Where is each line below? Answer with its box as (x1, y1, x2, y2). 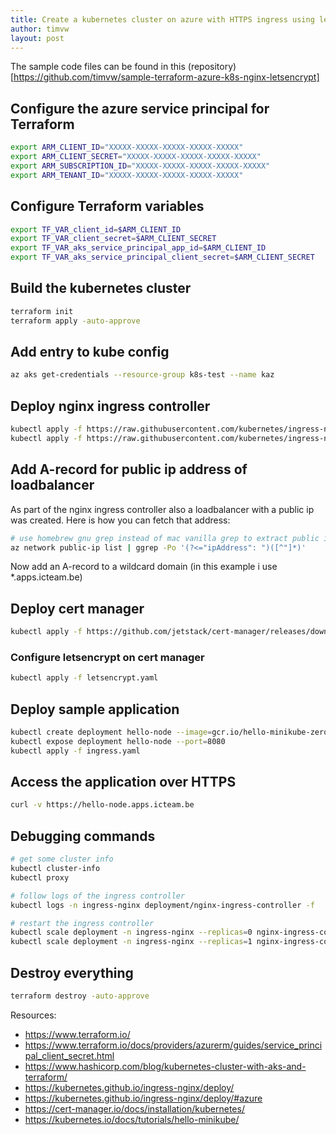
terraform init (10, 306, 74, 316)
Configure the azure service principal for (10, 100, 270, 117)
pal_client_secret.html (24, 1049, 115, 1061)
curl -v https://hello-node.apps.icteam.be (10, 800, 195, 810)
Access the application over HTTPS (10, 774, 237, 791)
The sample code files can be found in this (10, 61, 186, 73)
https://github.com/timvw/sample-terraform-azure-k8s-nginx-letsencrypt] (13, 71, 320, 83)
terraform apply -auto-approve (10, 316, 141, 326)
